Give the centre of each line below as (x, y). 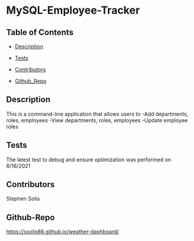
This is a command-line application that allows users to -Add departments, (97, 114)
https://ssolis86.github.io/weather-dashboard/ (63, 232)
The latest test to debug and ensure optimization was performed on (89, 159)
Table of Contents (40, 32)
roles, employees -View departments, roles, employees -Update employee (97, 120)
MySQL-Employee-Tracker (73, 10)
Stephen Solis (23, 199)
